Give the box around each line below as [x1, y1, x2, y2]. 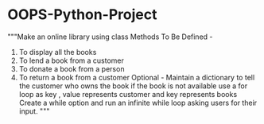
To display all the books [18, 47, 97, 56]
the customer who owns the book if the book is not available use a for [18, 81, 248, 91]
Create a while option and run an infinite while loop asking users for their [18, 98, 258, 107]
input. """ [18, 106, 50, 116]
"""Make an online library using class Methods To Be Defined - [7, 32, 213, 41]
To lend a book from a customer [18, 56, 125, 65]
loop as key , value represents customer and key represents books [18, 89, 238, 99]
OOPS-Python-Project [7, 6, 157, 24]
